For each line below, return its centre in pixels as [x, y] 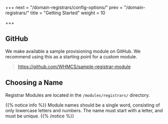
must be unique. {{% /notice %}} [40, 116]
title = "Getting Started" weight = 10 [68, 13]
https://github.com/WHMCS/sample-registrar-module [74, 67]
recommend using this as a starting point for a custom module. [71, 56]
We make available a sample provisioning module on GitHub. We [73, 51]
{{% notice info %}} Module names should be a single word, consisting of [83, 105]
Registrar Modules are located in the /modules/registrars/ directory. [78, 95]
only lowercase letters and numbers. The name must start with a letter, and [84, 110]
